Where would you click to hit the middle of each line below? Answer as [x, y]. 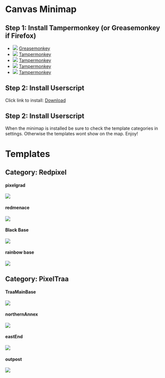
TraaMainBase [21, 292]
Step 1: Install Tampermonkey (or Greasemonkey [83, 28]
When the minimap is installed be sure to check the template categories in [82, 128]
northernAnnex [22, 314]
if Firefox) [21, 35]
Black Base [17, 230]
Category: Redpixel [36, 172]
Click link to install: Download [36, 100]
